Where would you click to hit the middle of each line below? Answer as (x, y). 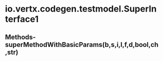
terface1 (22, 19)
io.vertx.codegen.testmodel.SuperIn (81, 9)
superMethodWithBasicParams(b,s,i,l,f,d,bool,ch (82, 45)
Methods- (20, 37)
